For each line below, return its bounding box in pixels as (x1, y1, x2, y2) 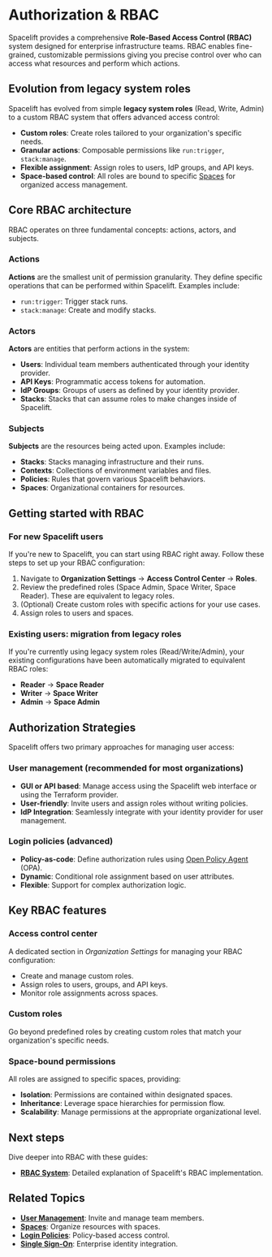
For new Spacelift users (8, 530, 104, 542)
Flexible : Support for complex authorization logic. (19, 879, 187, 890)
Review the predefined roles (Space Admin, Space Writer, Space (19, 582, 236, 592)
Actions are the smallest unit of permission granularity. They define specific (8, 272, 263, 282)
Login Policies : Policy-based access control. (19, 1230, 171, 1240)
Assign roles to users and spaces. (19, 608, 134, 618)
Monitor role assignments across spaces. (19, 988, 158, 998)
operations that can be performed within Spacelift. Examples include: (8, 280, 240, 290)
